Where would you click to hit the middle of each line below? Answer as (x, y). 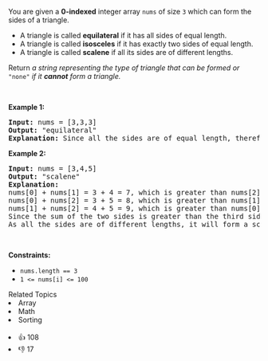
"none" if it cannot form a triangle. (65, 76)
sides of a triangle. (39, 20)
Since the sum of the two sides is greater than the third (126, 216)
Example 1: (27, 107)
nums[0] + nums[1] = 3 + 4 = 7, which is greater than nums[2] (134, 192)
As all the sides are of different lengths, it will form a (128, 224)
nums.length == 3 (49, 271)
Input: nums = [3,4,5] (53, 169)
